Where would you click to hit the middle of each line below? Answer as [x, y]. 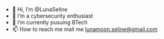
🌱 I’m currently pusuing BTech [50, 22]
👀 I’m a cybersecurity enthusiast [52, 16]
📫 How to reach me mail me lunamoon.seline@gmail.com [85, 29]
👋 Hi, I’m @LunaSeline [40, 9]
